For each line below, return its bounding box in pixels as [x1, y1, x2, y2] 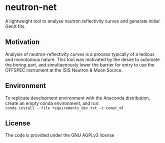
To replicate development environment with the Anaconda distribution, [5, 94, 150, 101]
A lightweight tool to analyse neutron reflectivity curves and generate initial [5, 18, 160, 24]
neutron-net [5, 1, 57, 13]
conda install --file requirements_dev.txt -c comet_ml [5, 105, 124, 110]
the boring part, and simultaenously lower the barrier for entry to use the [5, 61, 155, 67]
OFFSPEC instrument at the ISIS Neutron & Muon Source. [5, 67, 123, 73]
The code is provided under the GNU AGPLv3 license [5, 132, 114, 138]
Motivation [5, 38, 40, 46]
